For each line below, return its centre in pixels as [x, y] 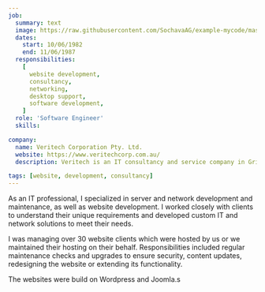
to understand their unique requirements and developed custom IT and [123, 215]
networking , [49, 89]
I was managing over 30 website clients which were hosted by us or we [124, 239]
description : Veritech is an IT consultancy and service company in [130, 162]
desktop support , [58, 96]
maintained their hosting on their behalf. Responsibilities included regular [127, 247]
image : [26, 30]
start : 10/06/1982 [52, 45]
